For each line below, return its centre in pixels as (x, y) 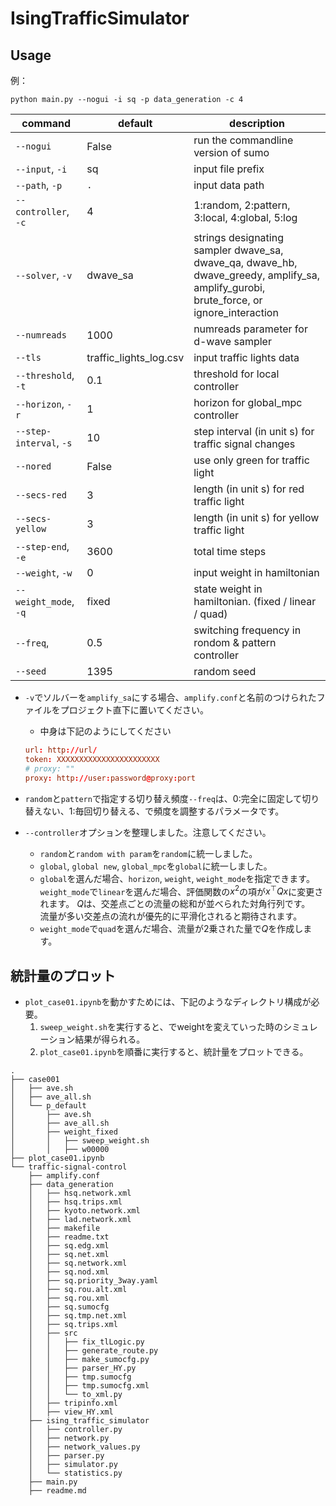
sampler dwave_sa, (238, 250)
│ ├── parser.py (66, 1455)
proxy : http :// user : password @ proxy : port (110, 778)
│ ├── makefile (64, 1228)
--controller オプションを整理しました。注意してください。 (148, 832)
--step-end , (42, 546)
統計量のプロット (63, 975)
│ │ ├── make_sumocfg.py (89, 1359)
